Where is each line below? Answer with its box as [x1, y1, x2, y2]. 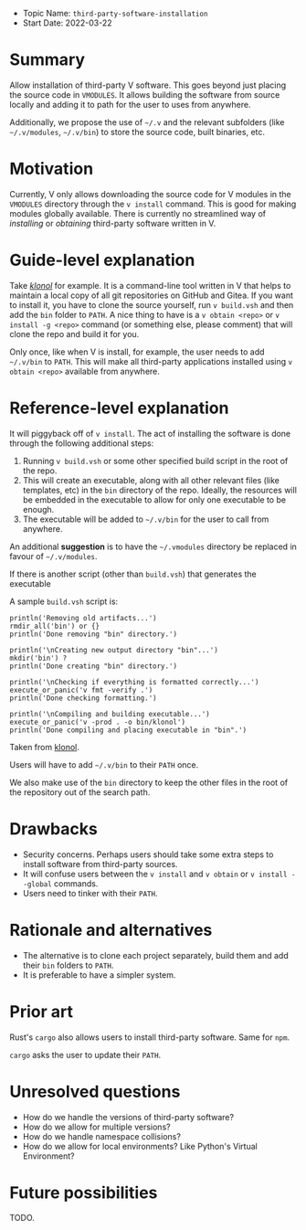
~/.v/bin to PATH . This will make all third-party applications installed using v [9, 355, 293, 366]
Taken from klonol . [9, 741, 80, 752]
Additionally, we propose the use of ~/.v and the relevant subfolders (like [9, 116, 285, 127]
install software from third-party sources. [22, 858, 178, 869]
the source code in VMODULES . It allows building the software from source [9, 89, 280, 100]
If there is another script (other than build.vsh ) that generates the [9, 568, 258, 579]
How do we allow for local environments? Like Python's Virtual [22, 1140, 258, 1151]
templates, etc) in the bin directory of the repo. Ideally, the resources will [22, 484, 297, 495]
